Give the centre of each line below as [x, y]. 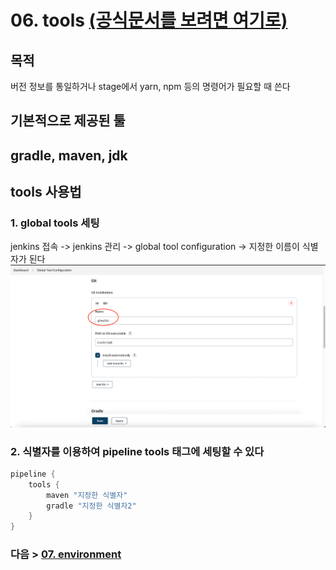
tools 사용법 [46, 192]
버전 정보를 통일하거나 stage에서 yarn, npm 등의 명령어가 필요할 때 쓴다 [150, 86]
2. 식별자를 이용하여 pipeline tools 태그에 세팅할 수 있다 [137, 451]
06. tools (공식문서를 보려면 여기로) [149, 20]
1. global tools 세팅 [55, 223]
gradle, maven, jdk [69, 155]
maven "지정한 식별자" [87, 495]
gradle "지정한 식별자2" [91, 506]
